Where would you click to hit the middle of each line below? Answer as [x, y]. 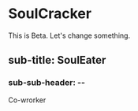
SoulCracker [50, 14]
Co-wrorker [27, 100]
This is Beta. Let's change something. [69, 35]
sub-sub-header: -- [47, 83]
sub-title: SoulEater [57, 60]
